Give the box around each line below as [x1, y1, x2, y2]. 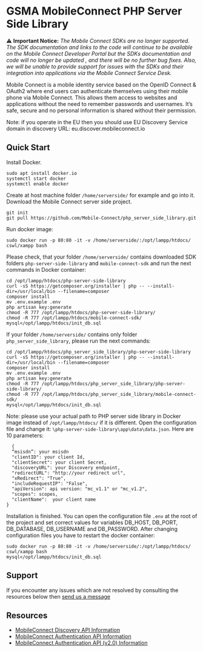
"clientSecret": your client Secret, [12, 459, 107, 466]
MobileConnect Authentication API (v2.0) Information [15, 639, 148, 647]
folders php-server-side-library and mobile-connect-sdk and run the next [6, 259, 191, 267]
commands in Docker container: [6, 266, 87, 273]
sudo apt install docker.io [6, 170, 78, 176]
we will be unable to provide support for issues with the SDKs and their [6, 62, 184, 70]
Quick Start [6, 142, 50, 153]
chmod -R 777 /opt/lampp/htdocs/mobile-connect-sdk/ [6, 315, 142, 321]
